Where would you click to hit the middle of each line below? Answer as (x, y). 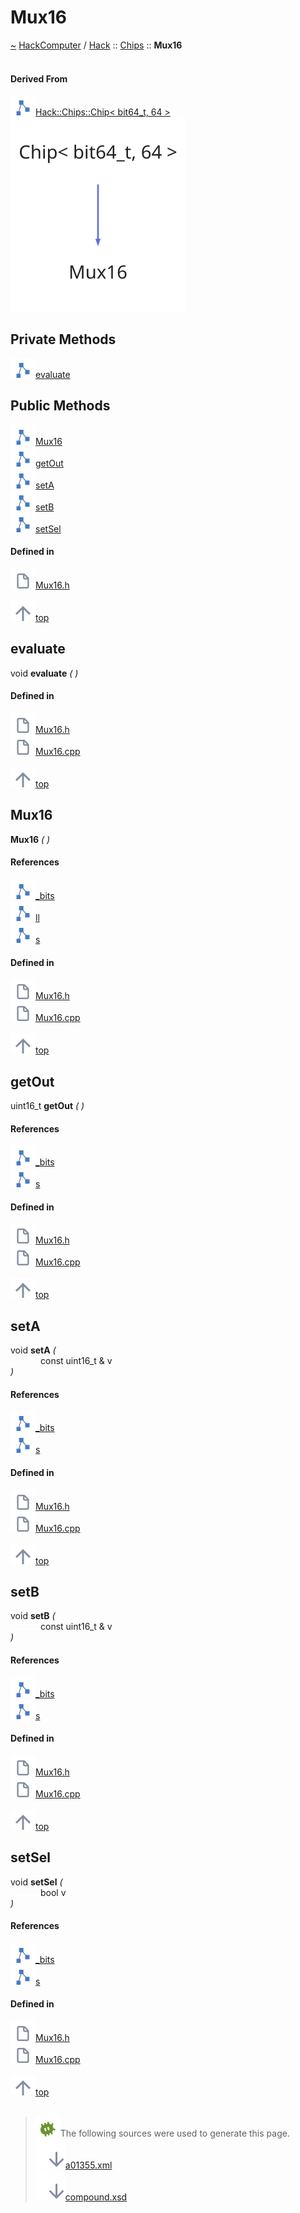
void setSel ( (36, 1882)
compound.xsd (96, 2197)
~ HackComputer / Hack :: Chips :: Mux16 (96, 45)
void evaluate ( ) (44, 673)
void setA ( (33, 1350)
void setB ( (33, 1616)
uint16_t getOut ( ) (47, 1106)
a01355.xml (88, 2165)
